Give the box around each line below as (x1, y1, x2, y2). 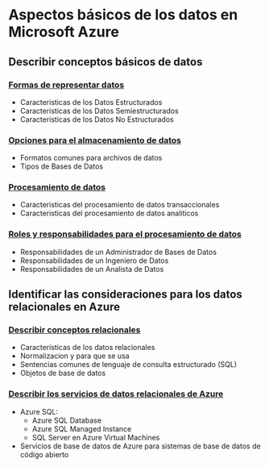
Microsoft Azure (8, 23, 119, 41)
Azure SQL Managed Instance (31, 423, 132, 433)
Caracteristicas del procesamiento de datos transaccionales (19, 200, 220, 210)
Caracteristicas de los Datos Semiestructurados (19, 106, 179, 115)
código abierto (19, 449, 69, 459)
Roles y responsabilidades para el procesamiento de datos (8, 228, 242, 240)
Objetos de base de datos (19, 369, 106, 378)
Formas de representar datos (8, 79, 125, 90)
